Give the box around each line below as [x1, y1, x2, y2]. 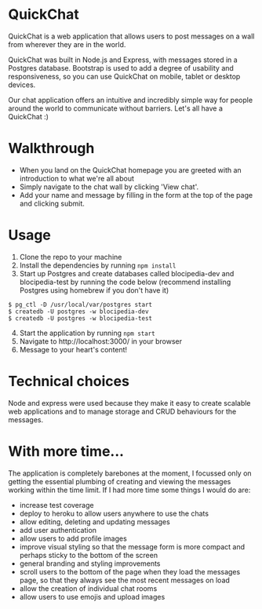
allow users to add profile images [19, 534, 127, 543]
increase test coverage [19, 500, 94, 509]
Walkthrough [8, 140, 95, 158]
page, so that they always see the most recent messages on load [19, 575, 230, 585]
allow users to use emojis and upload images [19, 592, 166, 601]
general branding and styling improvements [19, 559, 161, 568]
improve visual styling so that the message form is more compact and [19, 542, 246, 551]
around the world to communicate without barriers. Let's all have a [8, 104, 224, 113]
